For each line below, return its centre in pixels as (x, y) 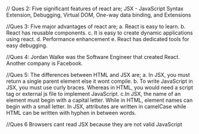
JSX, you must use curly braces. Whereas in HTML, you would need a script (100, 88)
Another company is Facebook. (45, 63)
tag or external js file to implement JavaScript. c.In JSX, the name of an (94, 94)
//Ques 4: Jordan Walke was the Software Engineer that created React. (93, 57)
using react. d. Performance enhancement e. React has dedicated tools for (98, 39)
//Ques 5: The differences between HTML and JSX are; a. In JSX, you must (98, 75)
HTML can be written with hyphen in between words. (71, 113)
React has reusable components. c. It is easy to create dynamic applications (99, 33)
